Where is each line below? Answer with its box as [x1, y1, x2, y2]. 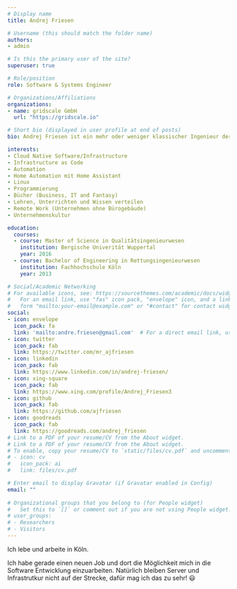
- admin [7, 43, 30, 50]
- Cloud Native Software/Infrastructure [7, 153, 128, 160]
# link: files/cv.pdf [7, 467, 78, 474]
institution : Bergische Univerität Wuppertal [20, 244, 157, 251]
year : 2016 [20, 251, 52, 258]
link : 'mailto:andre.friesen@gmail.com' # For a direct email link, [13, 329, 222, 336]
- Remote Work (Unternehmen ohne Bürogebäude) [7, 205, 147, 212]
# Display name [7, 10, 52, 18]
